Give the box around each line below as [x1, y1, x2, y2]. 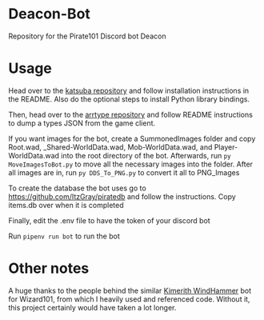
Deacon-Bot [8, 5, 90, 23]
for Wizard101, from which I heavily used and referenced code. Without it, [8, 294, 250, 304]
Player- [214, 142, 238, 152]
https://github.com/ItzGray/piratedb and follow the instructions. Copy [8, 191, 236, 201]
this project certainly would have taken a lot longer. [8, 302, 177, 312]
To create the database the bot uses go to [8, 183, 146, 193]
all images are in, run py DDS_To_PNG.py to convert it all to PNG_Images [8, 167, 240, 177]
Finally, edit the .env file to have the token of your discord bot [8, 215, 210, 225]
